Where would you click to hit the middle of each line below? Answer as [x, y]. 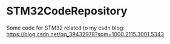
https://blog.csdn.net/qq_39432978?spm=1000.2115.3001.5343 [85, 34]
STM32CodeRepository [67, 11]
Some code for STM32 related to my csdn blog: [66, 28]
